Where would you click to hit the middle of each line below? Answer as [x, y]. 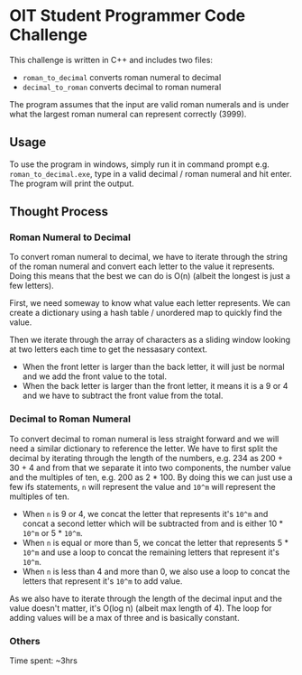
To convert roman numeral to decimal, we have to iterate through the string [149, 257]
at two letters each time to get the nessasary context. [108, 349]
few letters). [32, 286]
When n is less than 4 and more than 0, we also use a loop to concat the [156, 571]
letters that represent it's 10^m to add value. [102, 581]
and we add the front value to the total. [94, 376]
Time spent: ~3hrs [44, 661]
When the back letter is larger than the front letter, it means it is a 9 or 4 [155, 386]
